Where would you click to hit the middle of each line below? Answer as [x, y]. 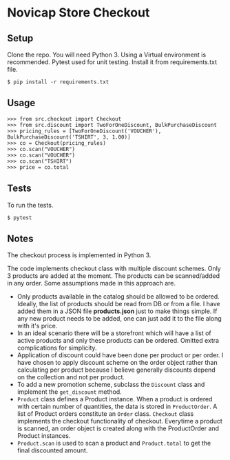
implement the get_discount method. [69, 392]
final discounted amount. [52, 450]
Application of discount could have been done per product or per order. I [120, 355]
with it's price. [37, 326]
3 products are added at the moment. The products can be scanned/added [114, 276]
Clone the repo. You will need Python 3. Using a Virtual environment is [107, 54]
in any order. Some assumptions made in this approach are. [92, 283]
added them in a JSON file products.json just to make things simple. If [117, 311]
